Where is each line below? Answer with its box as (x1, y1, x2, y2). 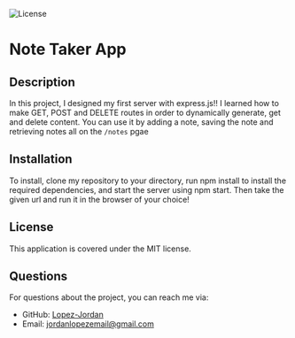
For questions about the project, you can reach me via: (9, 292, 209, 303)
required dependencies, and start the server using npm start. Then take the (9, 184, 284, 195)
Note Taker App (9, 40, 127, 59)
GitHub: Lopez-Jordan (21, 310, 104, 320)
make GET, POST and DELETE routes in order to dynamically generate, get (9, 107, 281, 118)
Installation (9, 151, 73, 167)
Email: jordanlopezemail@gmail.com (21, 319, 155, 329)
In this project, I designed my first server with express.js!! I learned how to (9, 98, 279, 108)
